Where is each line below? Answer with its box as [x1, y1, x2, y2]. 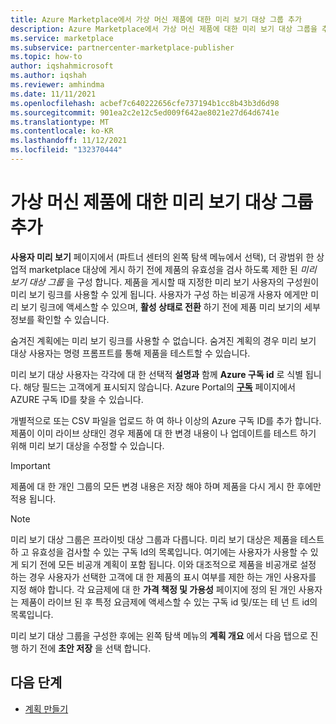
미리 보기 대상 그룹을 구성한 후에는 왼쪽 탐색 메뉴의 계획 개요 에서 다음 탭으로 [10, 629, 308, 641]
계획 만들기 [24, 702, 69, 715]
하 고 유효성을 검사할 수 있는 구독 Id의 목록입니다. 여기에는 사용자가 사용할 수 [10, 546, 308, 558]
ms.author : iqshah [10, 71, 87, 81]
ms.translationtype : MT [10, 117, 110, 127]
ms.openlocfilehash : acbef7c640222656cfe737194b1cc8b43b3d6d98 [10, 98, 280, 108]
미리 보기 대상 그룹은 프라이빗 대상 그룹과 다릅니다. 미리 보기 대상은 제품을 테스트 [10, 533, 325, 545]
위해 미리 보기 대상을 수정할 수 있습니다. [10, 439, 165, 451]
